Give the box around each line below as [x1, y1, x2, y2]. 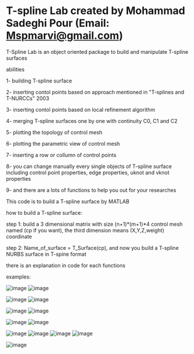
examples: [6, 273, 31, 280]
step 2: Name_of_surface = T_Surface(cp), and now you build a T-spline [6, 244, 179, 251]
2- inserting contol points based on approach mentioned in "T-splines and [6, 88, 185, 95]
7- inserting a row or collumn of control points [6, 151, 117, 159]
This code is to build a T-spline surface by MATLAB [6, 198, 130, 205]
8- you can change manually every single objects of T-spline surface [6, 163, 172, 170]
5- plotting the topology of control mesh [6, 129, 102, 136]
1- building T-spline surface [6, 77, 72, 84]
